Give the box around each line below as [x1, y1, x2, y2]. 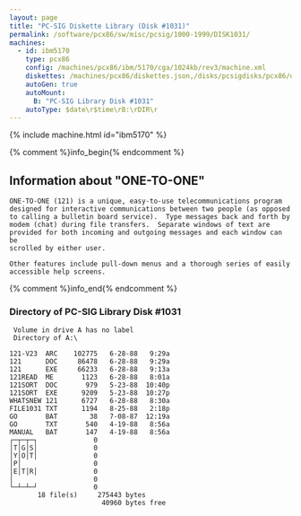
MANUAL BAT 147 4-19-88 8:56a [9, 428, 170, 437]
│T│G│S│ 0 [9, 443, 99, 453]
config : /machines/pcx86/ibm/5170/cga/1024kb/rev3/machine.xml [25, 64, 267, 73]
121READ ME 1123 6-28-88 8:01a [9, 373, 170, 382]
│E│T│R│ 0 [9, 468, 99, 477]
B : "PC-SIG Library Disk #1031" [32, 96, 154, 106]
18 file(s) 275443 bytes [37, 491, 146, 500]
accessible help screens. [9, 267, 106, 276]
